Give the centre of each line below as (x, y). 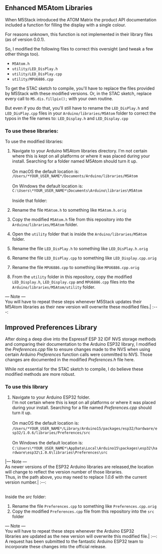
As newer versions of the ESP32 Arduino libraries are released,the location (79, 467)
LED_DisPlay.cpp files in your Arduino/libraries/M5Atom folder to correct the (81, 113)
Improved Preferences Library (51, 327)
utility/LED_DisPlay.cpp (37, 74)
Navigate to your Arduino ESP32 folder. (51, 397)
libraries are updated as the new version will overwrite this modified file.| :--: (81, 537)
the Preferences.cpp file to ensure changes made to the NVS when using (78, 349)
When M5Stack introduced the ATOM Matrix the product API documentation (81, 19)
